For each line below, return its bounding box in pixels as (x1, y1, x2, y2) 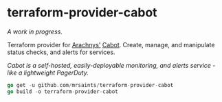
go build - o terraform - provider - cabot (7, 88, 118, 95)
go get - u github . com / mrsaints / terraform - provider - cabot (7, 81, 174, 88)
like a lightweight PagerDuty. (7, 68, 89, 77)
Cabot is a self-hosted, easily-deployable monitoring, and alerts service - (7, 61, 216, 69)
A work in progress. (7, 27, 63, 36)
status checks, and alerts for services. (7, 48, 115, 56)
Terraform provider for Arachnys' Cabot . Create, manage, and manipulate (7, 40, 215, 49)
